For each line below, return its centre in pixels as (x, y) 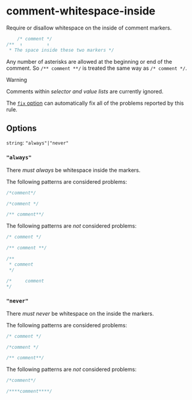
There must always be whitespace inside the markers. (73, 170)
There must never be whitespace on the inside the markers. (80, 313)
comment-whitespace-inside (81, 11)
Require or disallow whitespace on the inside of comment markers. (89, 28)
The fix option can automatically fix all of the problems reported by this (95, 103)
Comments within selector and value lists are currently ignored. (85, 91)
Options (22, 128)
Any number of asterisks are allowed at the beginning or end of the (89, 61)
